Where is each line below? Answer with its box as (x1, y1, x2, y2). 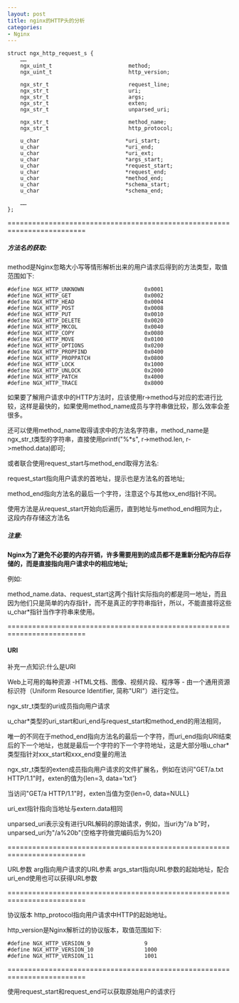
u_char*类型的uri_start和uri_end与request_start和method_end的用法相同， (7, 717, 225, 725)
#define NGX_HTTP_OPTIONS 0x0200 (7, 342, 164, 350)
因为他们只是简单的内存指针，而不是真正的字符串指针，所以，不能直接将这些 (7, 599, 232, 608)
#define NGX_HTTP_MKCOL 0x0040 (7, 323, 164, 331)
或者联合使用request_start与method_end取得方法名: (7, 459, 159, 468)
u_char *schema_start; (20, 181, 171, 188)
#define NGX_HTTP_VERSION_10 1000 (7, 947, 158, 954)
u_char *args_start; (20, 156, 164, 163)
